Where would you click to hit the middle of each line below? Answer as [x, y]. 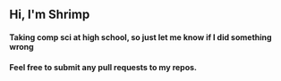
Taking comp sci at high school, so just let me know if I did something [140, 37]
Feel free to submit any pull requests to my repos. [103, 67]
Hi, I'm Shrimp [50, 15]
